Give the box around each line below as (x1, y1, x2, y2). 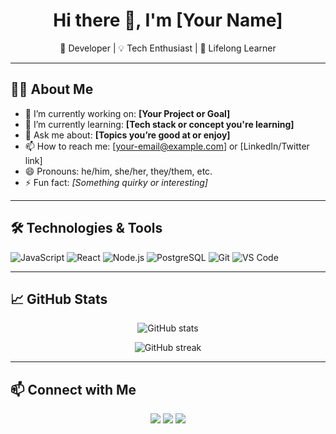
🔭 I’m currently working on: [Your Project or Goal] (24, 107, 231, 119)
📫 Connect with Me (10, 381, 137, 398)
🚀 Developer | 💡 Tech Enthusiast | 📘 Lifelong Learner (59, 42, 277, 54)
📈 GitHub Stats (10, 290, 108, 308)
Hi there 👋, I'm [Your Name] (53, 9, 283, 32)
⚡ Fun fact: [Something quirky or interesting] (24, 176, 208, 188)
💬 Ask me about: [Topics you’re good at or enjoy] (24, 129, 231, 141)
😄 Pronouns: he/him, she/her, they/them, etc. (24, 165, 213, 177)
